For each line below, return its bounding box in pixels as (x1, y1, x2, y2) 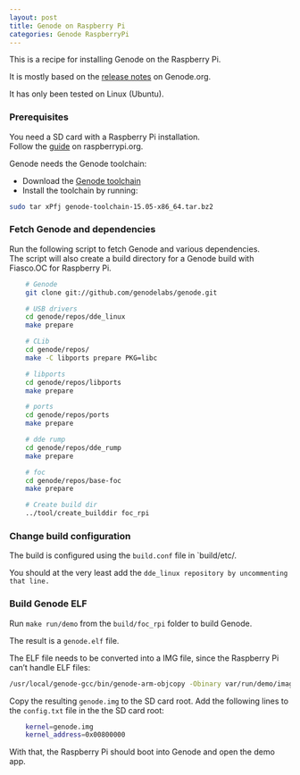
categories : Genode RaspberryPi (9, 29, 129, 38)
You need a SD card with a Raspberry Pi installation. (9, 131, 201, 142)
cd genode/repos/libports (25, 378, 122, 387)
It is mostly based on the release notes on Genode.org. (9, 71, 212, 82)
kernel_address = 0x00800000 (25, 730, 126, 739)
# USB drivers (25, 304, 78, 313)
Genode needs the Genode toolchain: (9, 158, 147, 169)
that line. (9, 577, 50, 586)
